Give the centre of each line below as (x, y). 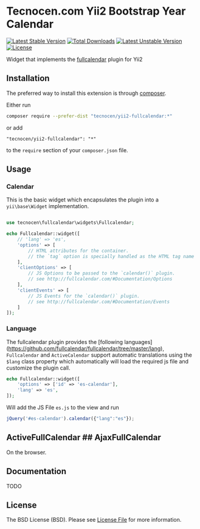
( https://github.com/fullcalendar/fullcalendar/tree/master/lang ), (85, 348)
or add (15, 128)
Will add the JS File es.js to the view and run (63, 408)
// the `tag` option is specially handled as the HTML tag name (111, 256)
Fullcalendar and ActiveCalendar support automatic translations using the (99, 355)
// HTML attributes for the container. (79, 251)
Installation (28, 78)
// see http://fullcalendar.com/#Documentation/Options (100, 279)
